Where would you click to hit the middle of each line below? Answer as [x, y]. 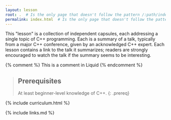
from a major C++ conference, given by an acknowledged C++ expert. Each [85, 45]
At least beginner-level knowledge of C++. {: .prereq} [74, 93]
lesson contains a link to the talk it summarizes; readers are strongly [77, 50]
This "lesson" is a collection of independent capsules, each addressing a [82, 34]
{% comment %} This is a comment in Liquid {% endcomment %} [74, 65]
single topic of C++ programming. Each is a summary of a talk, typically [80, 39]
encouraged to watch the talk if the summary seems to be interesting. [78, 55]
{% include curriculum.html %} [38, 103]
